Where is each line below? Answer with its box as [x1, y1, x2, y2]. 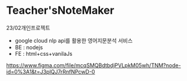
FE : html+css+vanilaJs [14, 50, 73, 57]
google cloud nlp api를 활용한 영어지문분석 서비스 [14, 37, 133, 44]
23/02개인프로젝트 [6, 24, 50, 31]
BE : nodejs [14, 43, 43, 51]
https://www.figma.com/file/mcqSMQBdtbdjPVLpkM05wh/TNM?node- [6, 61, 181, 69]
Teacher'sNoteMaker [6, 4, 114, 17]
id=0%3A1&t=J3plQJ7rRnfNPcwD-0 [6, 68, 95, 75]
